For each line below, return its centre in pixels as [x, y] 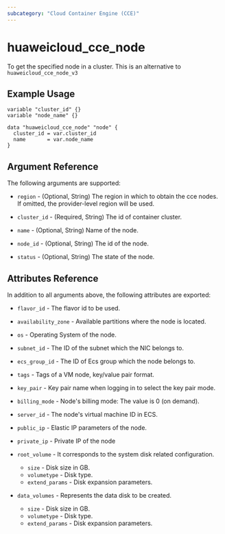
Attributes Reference [53, 278]
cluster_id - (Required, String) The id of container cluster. [99, 217]
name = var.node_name [54, 140]
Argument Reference [53, 166]
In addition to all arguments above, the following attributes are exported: [109, 295]
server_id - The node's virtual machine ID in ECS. [87, 414]
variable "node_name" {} [43, 116]
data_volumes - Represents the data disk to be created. [94, 495]
